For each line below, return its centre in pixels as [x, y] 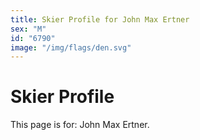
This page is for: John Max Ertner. [80, 125]
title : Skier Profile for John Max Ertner [100, 19]
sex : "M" [28, 29]
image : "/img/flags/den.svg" [71, 47]
